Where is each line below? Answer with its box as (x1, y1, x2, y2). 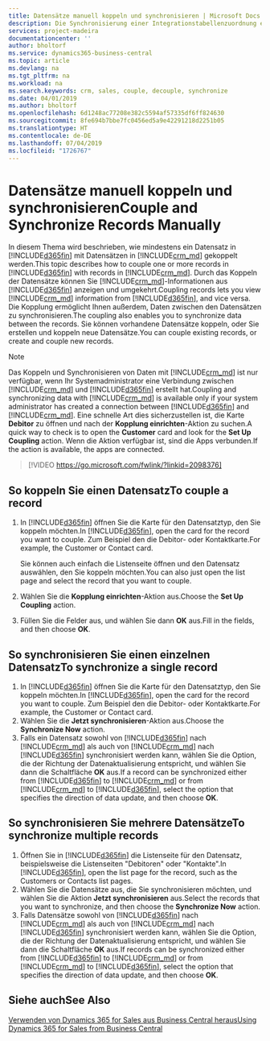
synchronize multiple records (8, 829, 159, 843)
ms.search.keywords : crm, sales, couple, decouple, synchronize (8, 86, 228, 95)
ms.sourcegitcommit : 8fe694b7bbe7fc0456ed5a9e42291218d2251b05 (8, 117, 225, 125)
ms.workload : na (8, 79, 63, 87)
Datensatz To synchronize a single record (8, 660, 219, 674)
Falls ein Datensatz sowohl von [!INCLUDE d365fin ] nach (19, 732, 207, 742)
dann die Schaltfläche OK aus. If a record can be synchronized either (19, 767, 247, 777)
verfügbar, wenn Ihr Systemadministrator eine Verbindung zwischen (8, 376, 235, 386)
